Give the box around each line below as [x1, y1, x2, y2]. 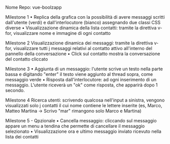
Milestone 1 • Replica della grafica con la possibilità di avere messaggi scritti [5, 14, 165, 20]
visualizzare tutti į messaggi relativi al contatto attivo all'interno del [13, 45, 152, 51]
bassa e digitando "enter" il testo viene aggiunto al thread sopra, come [5, 71, 153, 77]
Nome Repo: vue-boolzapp [5, 5, 62, 10]
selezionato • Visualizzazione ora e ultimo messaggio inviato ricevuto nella [5, 128, 161, 134]
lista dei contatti [5, 134, 39, 139]
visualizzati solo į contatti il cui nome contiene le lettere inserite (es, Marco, [5, 103, 162, 108]
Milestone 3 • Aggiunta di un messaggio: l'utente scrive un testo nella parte [5, 66, 163, 72]
